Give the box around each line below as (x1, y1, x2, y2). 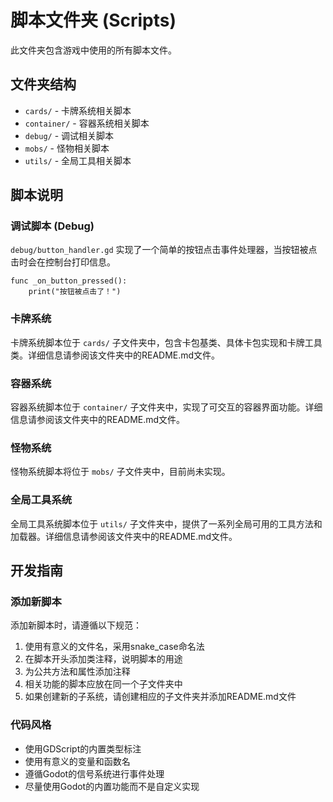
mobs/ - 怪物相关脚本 (24, 142, 110, 154)
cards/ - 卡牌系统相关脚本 (24, 104, 132, 116)
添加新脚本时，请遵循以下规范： (10, 619, 142, 631)
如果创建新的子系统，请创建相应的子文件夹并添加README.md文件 (24, 691, 297, 703)
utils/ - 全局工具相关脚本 (24, 154, 132, 166)
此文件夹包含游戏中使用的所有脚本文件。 (10, 44, 177, 56)
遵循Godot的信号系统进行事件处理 (24, 767, 165, 780)
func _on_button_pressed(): (10, 276, 128, 286)
